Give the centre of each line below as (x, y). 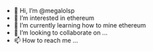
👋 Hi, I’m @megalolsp (44, 11)
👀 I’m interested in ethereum (54, 18)
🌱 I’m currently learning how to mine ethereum (80, 25)
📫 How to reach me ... (46, 40)
